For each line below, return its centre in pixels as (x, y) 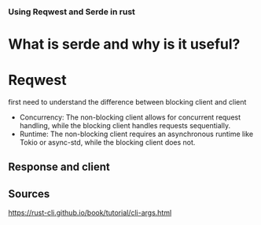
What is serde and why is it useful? (124, 44)
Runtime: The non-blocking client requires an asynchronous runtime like (136, 134)
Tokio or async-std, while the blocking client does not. (107, 142)
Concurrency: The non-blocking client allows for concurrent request (130, 117)
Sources (29, 194)
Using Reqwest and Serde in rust (72, 12)
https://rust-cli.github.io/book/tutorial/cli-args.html (90, 213)
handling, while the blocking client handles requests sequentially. (125, 126)
